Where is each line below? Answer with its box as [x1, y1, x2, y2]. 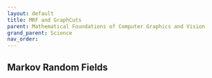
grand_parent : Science [7, 29, 73, 37]
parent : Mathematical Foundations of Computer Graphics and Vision [7, 23, 206, 30]
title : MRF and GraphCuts [7, 17, 81, 23]
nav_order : [7, 36, 39, 43]
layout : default [7, 10, 54, 17]
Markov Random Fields [7, 61, 108, 73]
